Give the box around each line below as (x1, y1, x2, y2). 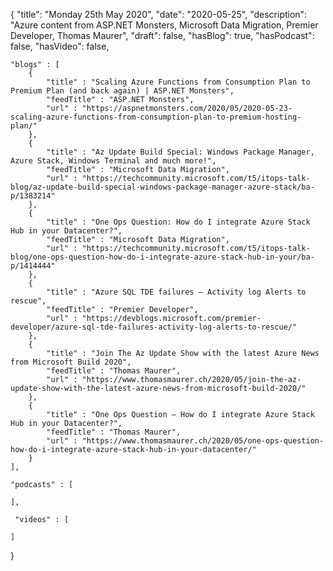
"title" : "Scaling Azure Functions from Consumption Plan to (46, 77, 311, 87)
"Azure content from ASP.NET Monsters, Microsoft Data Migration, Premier (10, 19, 319, 31)
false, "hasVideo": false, (10, 40, 110, 52)
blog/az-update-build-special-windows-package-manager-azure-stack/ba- (10, 182, 315, 192)
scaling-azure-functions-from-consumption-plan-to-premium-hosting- (10, 112, 302, 122)
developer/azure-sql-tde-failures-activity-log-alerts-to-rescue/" (10, 322, 298, 332)
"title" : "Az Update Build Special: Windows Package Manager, (46, 147, 315, 157)
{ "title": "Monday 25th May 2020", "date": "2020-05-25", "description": (10, 9, 308, 20)
